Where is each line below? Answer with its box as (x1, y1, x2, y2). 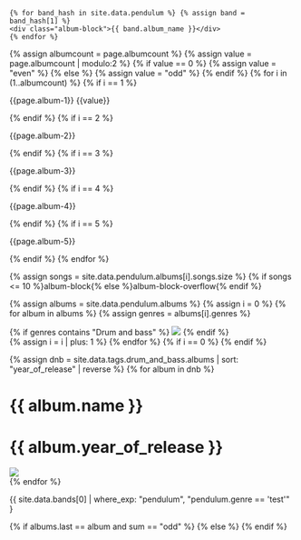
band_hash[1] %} (9, 16, 71, 25)
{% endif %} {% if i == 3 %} (9, 148, 114, 158)
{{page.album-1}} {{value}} (9, 95, 111, 105)
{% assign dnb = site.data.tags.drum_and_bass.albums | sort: (9, 355, 238, 365)
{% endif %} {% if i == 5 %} (9, 218, 113, 229)
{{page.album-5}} (9, 236, 76, 246)
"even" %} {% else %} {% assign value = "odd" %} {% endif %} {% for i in (9, 68, 287, 78)
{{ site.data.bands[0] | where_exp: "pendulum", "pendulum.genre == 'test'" (9, 494, 290, 505)
